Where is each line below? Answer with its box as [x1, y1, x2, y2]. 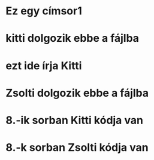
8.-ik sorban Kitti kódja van [5, 113, 143, 127]
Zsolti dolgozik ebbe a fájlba [5, 86, 149, 100]
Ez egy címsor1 [5, 4, 82, 18]
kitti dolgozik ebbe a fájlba [5, 32, 139, 45]
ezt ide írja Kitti [5, 59, 82, 72]
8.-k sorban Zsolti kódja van [5, 141, 149, 155]
